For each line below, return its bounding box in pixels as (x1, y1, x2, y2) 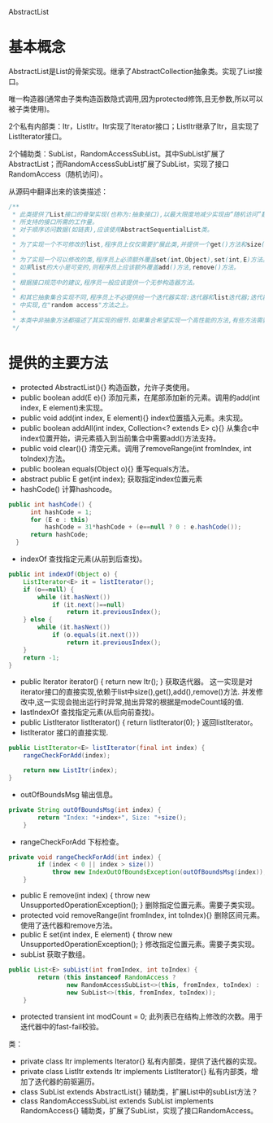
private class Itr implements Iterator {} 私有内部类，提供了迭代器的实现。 (19, 1056, 262, 1066)
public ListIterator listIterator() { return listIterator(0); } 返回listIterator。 (19, 717, 258, 727)
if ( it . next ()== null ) (51, 600, 126, 609)
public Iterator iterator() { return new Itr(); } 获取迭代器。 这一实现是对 (19, 677, 253, 687)
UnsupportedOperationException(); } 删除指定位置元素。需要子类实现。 (19, 900, 259, 910)
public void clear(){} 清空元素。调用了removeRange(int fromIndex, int (19, 443, 252, 453)
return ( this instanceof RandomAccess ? (37, 973, 176, 981)
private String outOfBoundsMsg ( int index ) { (8, 805, 162, 814)
